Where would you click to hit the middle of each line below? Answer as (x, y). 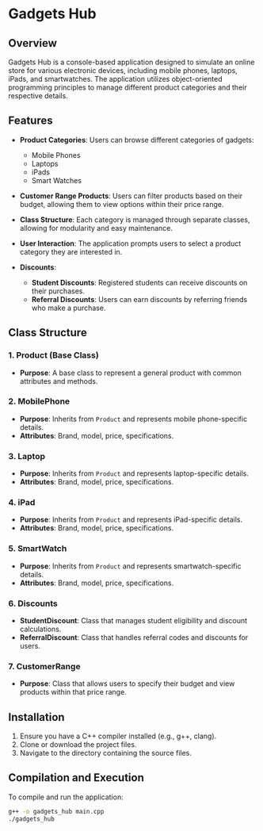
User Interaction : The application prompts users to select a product (130, 243)
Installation (36, 717)
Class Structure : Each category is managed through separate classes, (135, 220)
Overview (33, 43)
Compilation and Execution (76, 778)
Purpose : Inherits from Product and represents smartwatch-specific (130, 566)
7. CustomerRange (44, 666)
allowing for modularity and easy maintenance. (96, 228)
